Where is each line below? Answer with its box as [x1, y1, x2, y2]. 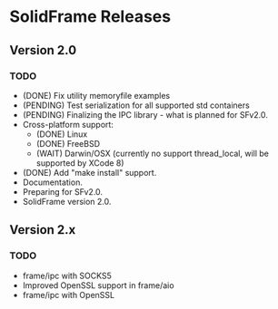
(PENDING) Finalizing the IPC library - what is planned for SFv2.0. [22, 109, 268, 120]
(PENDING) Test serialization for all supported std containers [22, 100, 250, 111]
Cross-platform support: [22, 119, 114, 130]
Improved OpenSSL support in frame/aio [22, 279, 174, 291]
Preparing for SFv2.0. [22, 186, 103, 197]
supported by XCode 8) [35, 157, 124, 169]
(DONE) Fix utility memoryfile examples [22, 90, 171, 101]
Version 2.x [9, 222, 76, 237]
